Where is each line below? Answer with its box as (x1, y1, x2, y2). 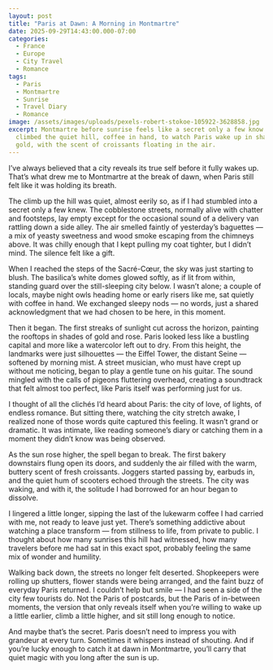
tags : (8, 72, 27, 81)
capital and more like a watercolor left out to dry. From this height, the (8, 339, 241, 350)
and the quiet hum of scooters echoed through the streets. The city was (8, 475, 249, 485)
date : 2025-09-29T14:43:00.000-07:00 (8, 27, 136, 35)
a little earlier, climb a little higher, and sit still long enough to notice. (8, 611, 236, 620)
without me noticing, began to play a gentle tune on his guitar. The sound (8, 366, 253, 375)
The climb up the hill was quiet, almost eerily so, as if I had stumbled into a (8, 196, 258, 206)
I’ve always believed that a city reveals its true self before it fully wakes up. (8, 163, 259, 173)
